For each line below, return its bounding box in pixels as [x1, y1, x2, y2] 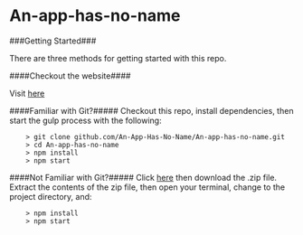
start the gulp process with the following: [9, 115, 162, 126]
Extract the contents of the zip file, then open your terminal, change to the [9, 182, 286, 193]
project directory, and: [9, 191, 92, 202]
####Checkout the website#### [9, 70, 131, 81]
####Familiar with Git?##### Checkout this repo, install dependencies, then [9, 105, 294, 116]
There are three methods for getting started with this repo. [9, 52, 227, 63]
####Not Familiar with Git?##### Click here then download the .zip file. [9, 172, 278, 183]
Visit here [9, 88, 45, 99]
